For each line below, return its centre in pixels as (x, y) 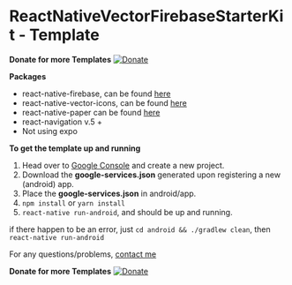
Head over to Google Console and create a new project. (123, 165)
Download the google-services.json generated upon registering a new (151, 175)
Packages (28, 76)
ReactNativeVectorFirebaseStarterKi (146, 16)
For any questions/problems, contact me (83, 254)
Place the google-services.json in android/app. (109, 193)
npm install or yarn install (73, 202)
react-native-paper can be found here (91, 112)
